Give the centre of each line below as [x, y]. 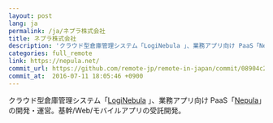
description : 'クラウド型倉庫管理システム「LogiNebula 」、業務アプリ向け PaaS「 [134, 46]
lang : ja [23, 23]
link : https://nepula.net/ [54, 61]
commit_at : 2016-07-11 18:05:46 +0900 [76, 76]
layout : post [30, 16]
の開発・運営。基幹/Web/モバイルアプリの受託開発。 [97, 110]
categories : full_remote [50, 53]
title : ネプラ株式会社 [43, 38]
